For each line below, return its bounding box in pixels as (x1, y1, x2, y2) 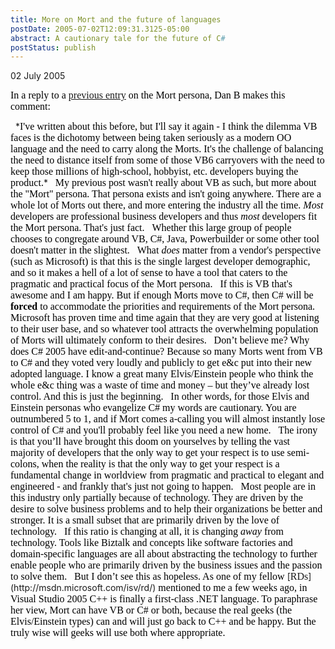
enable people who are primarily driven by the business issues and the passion (10, 559, 323, 571)
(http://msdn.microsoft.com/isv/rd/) (10, 582, 157, 594)
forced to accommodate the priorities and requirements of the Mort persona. (10, 301, 316, 313)
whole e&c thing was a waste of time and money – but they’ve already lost (10, 379, 310, 391)
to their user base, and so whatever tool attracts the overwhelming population (10, 323, 319, 335)
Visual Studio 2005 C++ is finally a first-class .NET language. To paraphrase (10, 593, 318, 605)
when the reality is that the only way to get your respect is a (41, 458, 280, 470)
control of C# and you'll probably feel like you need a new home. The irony (10, 424, 318, 436)
